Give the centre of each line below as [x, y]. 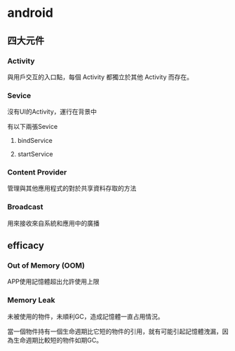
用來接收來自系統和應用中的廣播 [53, 223]
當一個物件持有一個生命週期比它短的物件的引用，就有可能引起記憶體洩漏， [115, 331]
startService [35, 154]
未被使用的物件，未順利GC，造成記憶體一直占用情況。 [86, 316]
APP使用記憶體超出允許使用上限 [53, 282]
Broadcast [25, 207]
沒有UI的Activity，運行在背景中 [52, 112]
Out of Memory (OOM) [46, 266]
